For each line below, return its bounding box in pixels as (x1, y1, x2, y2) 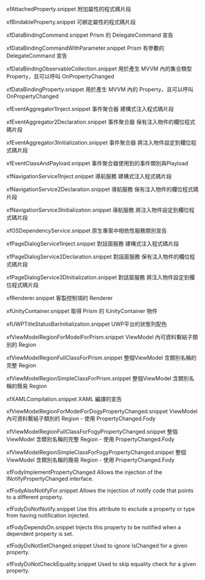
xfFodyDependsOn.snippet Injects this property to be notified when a (6, 524, 182, 531)
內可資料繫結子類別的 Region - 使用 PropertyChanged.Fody (6, 415, 156, 422)
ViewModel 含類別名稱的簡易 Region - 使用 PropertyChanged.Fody (6, 456, 175, 464)
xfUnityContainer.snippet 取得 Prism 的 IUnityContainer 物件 (6, 307, 158, 314)
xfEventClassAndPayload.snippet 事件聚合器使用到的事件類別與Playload (6, 160, 188, 167)
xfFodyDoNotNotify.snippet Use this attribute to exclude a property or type (6, 505, 195, 513)
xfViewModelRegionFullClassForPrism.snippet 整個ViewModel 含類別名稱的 (6, 354, 197, 361)
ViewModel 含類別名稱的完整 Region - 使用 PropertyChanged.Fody (6, 435, 175, 443)
